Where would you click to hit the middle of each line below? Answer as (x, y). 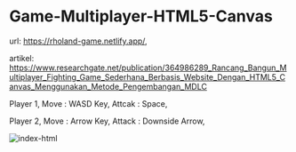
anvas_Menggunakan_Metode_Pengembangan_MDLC (108, 86)
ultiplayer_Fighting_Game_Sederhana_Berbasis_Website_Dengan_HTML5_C (148, 76)
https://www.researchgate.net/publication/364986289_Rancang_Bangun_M (148, 68)
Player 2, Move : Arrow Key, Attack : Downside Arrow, (107, 121)
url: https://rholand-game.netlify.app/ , (79, 41)
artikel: (22, 58)
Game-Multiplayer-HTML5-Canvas (141, 16)
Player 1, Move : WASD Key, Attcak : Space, (88, 103)
